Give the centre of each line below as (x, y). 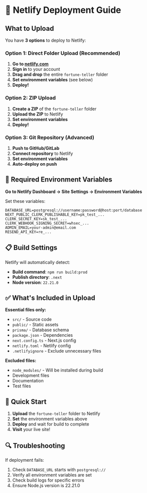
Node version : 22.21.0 (35, 282)
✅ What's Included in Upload (50, 298)
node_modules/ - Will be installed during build (58, 370)
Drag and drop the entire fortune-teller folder (60, 74)
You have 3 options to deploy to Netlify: (46, 40)
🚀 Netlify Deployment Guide (63, 10)
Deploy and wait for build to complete (51, 424)
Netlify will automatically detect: (38, 262)
